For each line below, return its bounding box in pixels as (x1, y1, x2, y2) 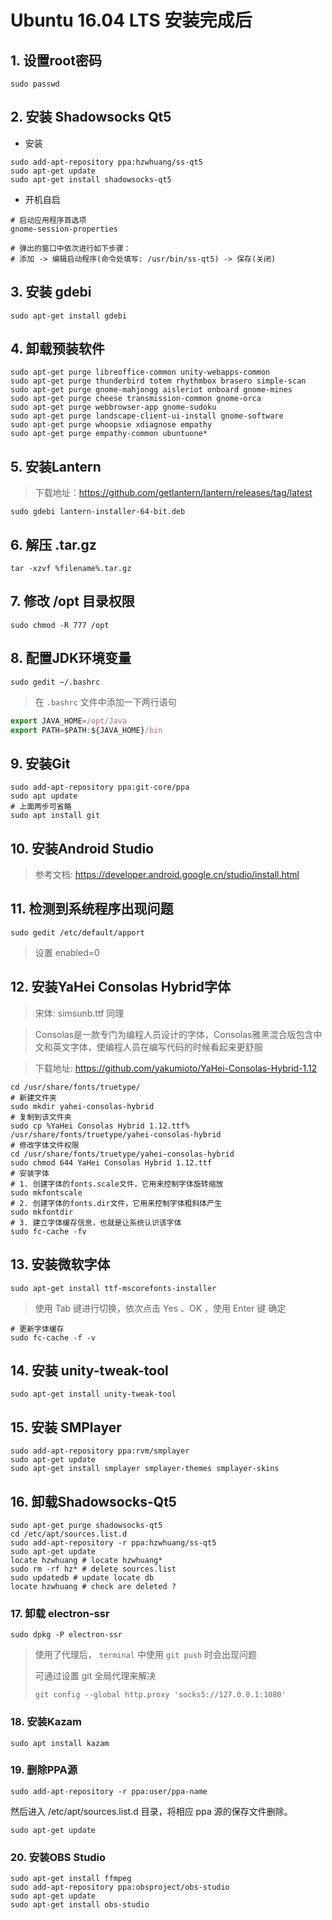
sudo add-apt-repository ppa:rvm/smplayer (10, 1446, 190, 1456)
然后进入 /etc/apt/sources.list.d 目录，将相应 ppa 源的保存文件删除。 (10, 1805, 293, 1817)
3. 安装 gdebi (10, 284, 92, 301)
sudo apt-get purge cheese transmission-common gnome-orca (10, 394, 262, 404)
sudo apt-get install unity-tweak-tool (10, 1389, 177, 1400)
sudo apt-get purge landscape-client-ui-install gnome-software (10, 411, 284, 421)
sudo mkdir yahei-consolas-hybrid (10, 1101, 155, 1111)
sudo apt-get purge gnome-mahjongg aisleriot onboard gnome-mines (10, 385, 293, 395)
